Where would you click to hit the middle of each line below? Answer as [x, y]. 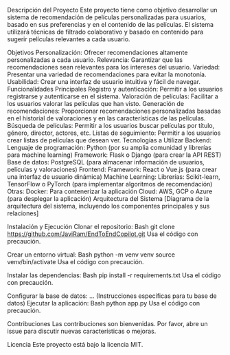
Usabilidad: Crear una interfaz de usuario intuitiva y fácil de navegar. [104, 82]
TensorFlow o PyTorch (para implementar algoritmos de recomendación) [110, 184]
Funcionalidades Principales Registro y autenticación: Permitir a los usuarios [115, 89]
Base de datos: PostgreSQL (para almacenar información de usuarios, [106, 162]
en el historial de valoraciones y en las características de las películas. [106, 118]
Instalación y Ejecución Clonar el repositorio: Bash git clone [91, 227]
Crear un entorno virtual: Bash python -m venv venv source [91, 255]
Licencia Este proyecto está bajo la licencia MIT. [75, 344]
